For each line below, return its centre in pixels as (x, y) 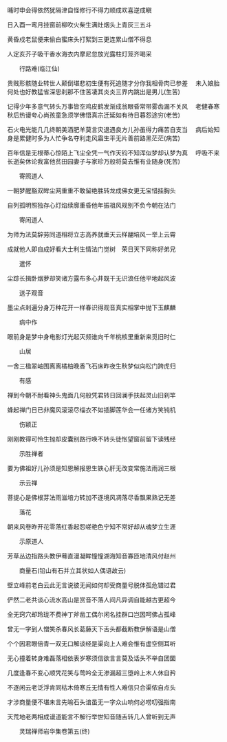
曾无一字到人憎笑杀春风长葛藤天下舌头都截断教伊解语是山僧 (91, 629)
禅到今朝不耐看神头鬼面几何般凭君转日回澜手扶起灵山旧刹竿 (91, 395)
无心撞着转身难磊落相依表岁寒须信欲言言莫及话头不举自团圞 (91, 658)
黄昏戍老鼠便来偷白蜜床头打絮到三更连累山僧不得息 (79, 39)
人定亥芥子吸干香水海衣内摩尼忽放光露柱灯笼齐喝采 (79, 54)
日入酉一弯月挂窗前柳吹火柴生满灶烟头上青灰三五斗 (79, 25)
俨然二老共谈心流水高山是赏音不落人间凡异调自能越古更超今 (91, 600)
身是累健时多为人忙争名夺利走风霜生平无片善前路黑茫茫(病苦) (94, 138)
